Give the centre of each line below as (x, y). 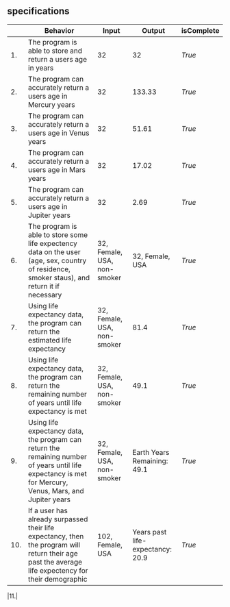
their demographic (58, 579)
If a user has (48, 510)
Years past (150, 532)
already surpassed (58, 519)
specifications (38, 11)
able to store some (58, 234)
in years (41, 68)
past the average (55, 562)
